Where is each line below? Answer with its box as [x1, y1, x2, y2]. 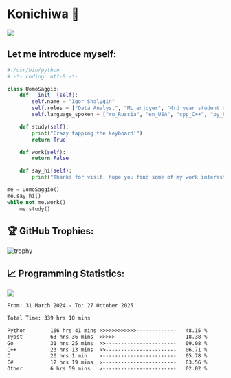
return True [32, 136, 67, 143]
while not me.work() [7, 199, 67, 205]
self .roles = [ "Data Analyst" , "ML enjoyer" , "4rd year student [32, 104, 220, 112]
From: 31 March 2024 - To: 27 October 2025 [7, 302, 134, 309]
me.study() [19, 205, 51, 212]
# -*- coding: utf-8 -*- [7, 73, 78, 80]
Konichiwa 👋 [7, 6, 80, 22]
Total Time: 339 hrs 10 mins [7, 315, 91, 322]
